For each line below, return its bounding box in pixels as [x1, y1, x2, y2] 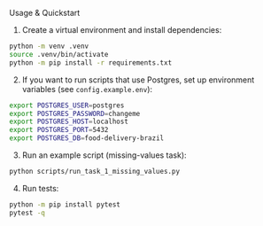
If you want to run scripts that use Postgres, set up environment [21, 74, 255, 85]
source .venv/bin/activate [9, 50, 109, 58]
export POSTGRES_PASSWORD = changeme [9, 109, 141, 118]
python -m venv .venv [9, 42, 89, 51]
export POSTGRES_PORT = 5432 [9, 126, 109, 135]
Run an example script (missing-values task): [21, 150, 188, 160]
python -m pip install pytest [9, 199, 121, 209]
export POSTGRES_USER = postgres [9, 101, 125, 110]
